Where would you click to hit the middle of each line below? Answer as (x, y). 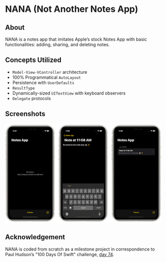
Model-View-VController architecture (50, 72)
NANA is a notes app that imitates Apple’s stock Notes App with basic (76, 39)
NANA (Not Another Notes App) (72, 9)
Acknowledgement (35, 237)
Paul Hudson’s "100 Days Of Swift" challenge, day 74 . (60, 254)
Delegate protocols (31, 98)
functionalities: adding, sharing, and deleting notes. (57, 45)
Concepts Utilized (33, 60)
